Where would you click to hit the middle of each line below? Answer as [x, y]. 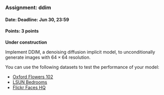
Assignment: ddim [28, 8]
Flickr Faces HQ [29, 87]
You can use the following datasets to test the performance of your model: [82, 67]
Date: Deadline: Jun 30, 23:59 [37, 20]
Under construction [26, 42]
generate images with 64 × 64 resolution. [48, 57]
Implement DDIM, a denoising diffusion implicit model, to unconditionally [80, 52]
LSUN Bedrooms [30, 82]
